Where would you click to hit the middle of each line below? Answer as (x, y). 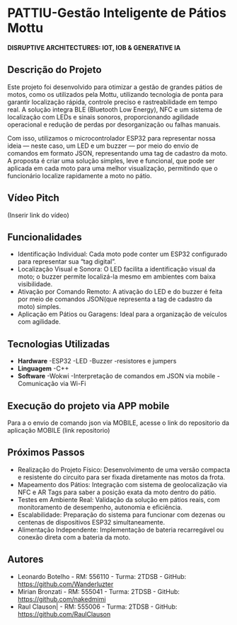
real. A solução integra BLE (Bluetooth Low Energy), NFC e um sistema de (115, 109)
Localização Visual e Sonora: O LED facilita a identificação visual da (116, 269)
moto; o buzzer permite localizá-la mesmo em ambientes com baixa (116, 276)
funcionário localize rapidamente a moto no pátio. (80, 175)
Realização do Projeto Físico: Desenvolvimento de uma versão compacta (124, 469)
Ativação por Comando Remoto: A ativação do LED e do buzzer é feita (120, 292)
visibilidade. (35, 284)
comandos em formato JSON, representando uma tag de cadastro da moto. (117, 153)
